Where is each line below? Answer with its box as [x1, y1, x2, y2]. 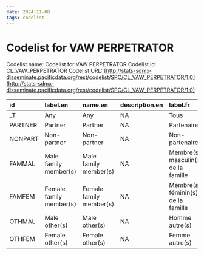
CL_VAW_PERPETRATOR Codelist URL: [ [6, 67, 106, 75]
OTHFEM [9, 235, 35, 243]
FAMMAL [9, 160, 36, 168]
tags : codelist [6, 15, 45, 21]
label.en [44, 101, 69, 109]
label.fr [169, 101, 190, 109]
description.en [120, 101, 163, 109]
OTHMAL [9, 217, 36, 226]
